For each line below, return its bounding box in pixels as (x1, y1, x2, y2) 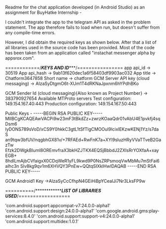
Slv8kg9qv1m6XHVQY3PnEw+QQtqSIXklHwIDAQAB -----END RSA (20, 163, 157, 169)
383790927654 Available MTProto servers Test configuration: (5, 95, 132, 101)
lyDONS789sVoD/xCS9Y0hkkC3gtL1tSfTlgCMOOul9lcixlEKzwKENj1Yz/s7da (5, 126, 159, 132)
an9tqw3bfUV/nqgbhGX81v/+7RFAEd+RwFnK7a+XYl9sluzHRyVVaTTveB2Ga (5, 137, 162, 143)
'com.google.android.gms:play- (95, 208, 160, 214)
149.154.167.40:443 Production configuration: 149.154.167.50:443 (5, 101, 137, 106)
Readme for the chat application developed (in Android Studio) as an (5, 4, 145, 10)
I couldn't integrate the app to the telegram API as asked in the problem (5, 19, 151, 25)
